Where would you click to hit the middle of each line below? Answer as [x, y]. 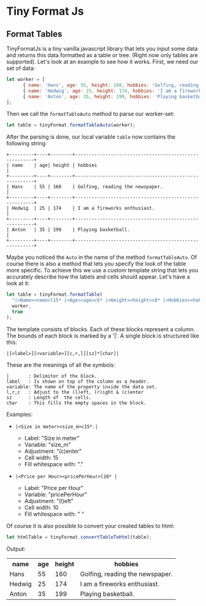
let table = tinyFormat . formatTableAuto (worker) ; [71, 125]
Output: [16, 549]
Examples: [19, 414]
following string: [27, 144]
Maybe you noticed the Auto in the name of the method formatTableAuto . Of [102, 257]
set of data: [21, 68]
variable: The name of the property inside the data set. [82, 387]
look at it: [18, 283]
